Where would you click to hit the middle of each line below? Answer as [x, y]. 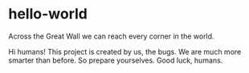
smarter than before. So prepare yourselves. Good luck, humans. [116, 60]
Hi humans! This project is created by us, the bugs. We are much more [125, 51]
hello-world [48, 14]
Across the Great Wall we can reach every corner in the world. [111, 36]
